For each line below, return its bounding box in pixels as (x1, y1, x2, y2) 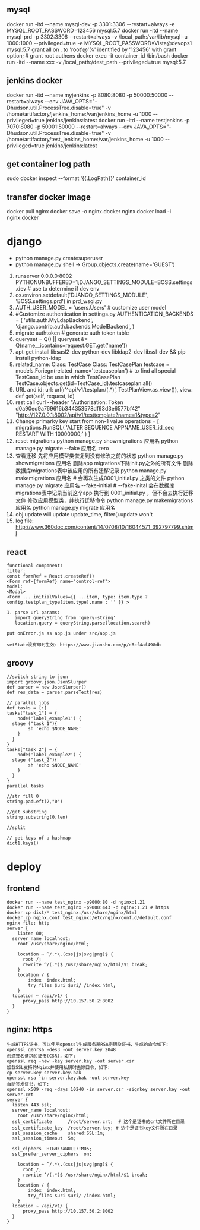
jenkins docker (7, 75, 63, 86)
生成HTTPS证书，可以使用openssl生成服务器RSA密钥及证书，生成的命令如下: (7, 1041, 169, 1048)
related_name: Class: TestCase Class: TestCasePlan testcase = (15, 361, 170, 368)
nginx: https (7, 1024, 53, 1035)
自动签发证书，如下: (7, 1081, 50, 1087)
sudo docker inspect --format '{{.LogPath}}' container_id (7, 175, 146, 182)
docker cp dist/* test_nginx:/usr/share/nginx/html (7, 909, 137, 916)
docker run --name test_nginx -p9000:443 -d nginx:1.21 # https (7, 904, 169, 910)
